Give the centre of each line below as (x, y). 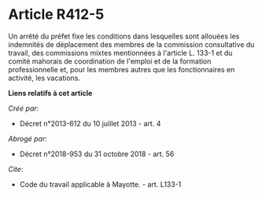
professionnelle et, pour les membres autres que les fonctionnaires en (122, 69)
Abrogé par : (28, 138)
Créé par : (24, 108)
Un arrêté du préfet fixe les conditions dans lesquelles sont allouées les (124, 36)
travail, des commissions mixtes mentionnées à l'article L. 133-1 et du (120, 53)
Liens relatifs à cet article (50, 93)
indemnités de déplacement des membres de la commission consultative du (131, 44)
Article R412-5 (56, 15)
